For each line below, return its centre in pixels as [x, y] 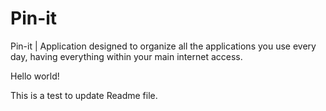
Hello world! [35, 76]
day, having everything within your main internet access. [126, 56]
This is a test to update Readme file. [84, 95]
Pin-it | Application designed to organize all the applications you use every [163, 46]
